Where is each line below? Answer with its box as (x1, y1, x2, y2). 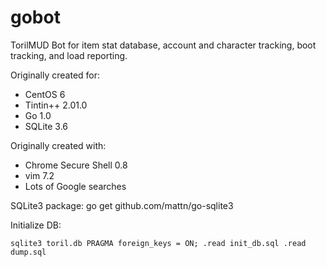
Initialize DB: (10, 219, 62, 231)
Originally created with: (10, 139, 107, 151)
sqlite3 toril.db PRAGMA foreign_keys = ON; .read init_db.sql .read (10, 238, 307, 248)
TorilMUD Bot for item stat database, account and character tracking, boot (10, 39, 317, 51)
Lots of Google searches (24, 180, 127, 192)
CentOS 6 (24, 88, 66, 100)
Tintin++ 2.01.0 (24, 99, 88, 111)
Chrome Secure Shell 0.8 (24, 159, 128, 171)
